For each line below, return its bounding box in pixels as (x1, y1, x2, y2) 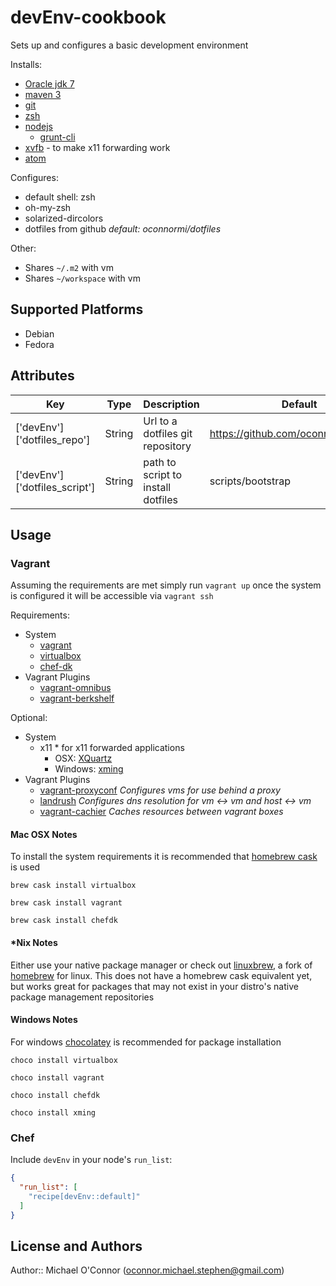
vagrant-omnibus (39, 682, 112, 694)
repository (143, 439, 192, 453)
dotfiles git (143, 426, 193, 440)
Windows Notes (10, 1014, 78, 1026)
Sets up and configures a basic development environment (10, 39, 249, 51)
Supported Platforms (10, 301, 144, 318)
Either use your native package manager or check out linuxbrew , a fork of (10, 959, 313, 971)
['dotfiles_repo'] (15, 432, 91, 446)
